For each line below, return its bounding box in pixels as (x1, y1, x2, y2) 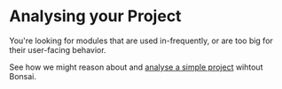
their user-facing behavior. (9, 44, 106, 55)
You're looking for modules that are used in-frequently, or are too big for (9, 35, 273, 46)
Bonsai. (9, 70, 37, 81)
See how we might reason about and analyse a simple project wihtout (9, 62, 263, 72)
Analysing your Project (9, 6, 182, 26)
